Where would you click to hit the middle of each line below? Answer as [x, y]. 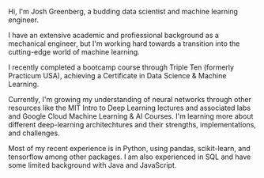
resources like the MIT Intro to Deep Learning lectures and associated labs [130, 108]
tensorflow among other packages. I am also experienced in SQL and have [130, 157]
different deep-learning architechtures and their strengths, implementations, [132, 125]
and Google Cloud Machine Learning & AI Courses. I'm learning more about [131, 116]
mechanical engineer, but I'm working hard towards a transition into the [124, 44]
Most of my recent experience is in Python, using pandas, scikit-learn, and [129, 148]
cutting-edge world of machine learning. [74, 52]
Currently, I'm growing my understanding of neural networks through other [130, 99]
